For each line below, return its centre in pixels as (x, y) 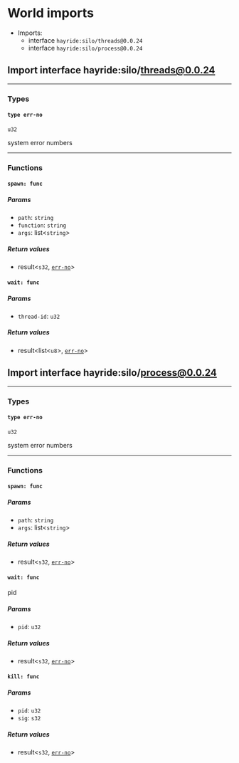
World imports (51, 13)
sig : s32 (29, 717)
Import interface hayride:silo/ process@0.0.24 (112, 373)
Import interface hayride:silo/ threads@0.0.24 (111, 70)
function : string (42, 225)
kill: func (23, 677)
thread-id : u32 (39, 316)
